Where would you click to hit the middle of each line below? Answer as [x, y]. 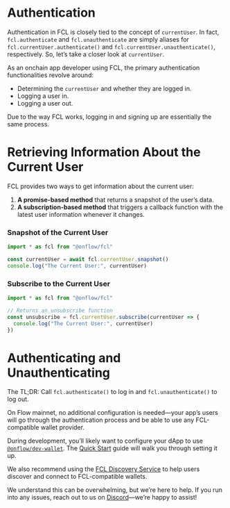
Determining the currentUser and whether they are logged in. [104, 88]
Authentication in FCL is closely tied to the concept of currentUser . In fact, [113, 32]
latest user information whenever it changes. [81, 214]
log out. [18, 399]
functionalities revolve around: [50, 75]
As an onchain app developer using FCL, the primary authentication [104, 67]
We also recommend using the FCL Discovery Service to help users [104, 469]
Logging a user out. [45, 103]
